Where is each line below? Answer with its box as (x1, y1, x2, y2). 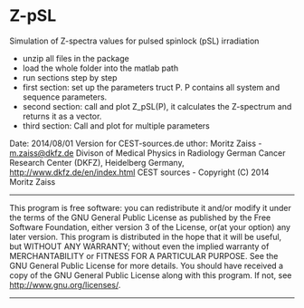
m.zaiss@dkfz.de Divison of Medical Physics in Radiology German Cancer (9, 147, 286, 159)
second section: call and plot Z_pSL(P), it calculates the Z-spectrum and (22, 101, 292, 111)
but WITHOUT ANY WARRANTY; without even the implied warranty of (9, 241, 270, 252)
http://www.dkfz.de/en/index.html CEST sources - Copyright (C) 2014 (9, 167, 270, 178)
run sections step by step (22, 72, 118, 82)
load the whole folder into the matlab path (22, 63, 179, 73)
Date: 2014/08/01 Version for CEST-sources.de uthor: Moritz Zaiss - (9, 138, 262, 149)
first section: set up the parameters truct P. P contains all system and (22, 82, 280, 92)
